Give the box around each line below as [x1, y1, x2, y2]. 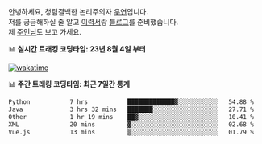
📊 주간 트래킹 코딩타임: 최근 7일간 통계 [8, 80, 131, 88]
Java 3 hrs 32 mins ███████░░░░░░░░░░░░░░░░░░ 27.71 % [8, 105, 254, 113]
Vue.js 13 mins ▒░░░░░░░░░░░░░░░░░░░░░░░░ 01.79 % [8, 128, 254, 136]
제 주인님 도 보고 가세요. [8, 27, 82, 36]
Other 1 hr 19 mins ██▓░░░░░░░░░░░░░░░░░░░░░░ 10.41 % [8, 113, 254, 121]
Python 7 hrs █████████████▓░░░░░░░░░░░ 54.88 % [8, 98, 254, 106]
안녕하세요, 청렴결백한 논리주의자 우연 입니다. [8, 7, 149, 16]
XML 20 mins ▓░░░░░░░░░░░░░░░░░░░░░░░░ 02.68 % [8, 120, 254, 129]
